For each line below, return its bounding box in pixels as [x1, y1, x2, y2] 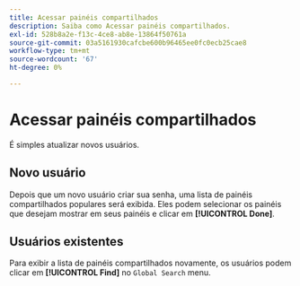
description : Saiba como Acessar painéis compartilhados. [9, 22, 231, 30]
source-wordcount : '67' [9, 55, 99, 64]
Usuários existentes [9, 234, 124, 249]
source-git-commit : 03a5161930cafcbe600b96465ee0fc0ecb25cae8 [9, 38, 247, 48]
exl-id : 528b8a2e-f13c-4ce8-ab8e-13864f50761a [9, 30, 187, 39]
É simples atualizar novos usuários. [9, 139, 140, 150]
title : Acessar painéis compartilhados [9, 13, 159, 22]
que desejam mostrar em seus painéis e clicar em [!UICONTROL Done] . [9, 208, 276, 219]
